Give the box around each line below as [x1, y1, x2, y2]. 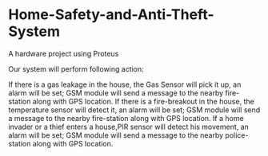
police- [225, 130, 249, 140]
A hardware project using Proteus [8, 49, 119, 58]
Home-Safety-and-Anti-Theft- [8, 6, 214, 24]
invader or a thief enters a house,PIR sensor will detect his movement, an [8, 122, 250, 131]
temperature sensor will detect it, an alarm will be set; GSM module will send [8, 105, 261, 115]
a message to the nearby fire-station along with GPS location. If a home [8, 113, 244, 123]
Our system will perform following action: [8, 64, 144, 73]
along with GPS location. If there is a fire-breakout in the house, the [32, 96, 254, 106]
